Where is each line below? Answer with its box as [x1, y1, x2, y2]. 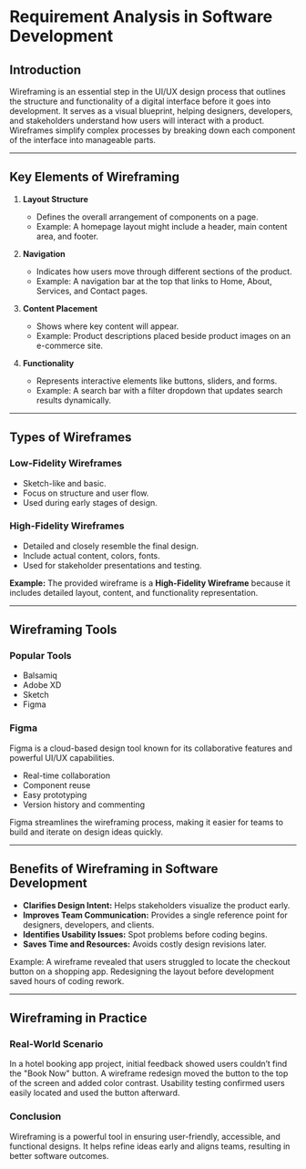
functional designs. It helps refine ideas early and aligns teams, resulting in [9, 1141, 291, 1152]
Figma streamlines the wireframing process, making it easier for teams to [9, 816, 284, 827]
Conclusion [9, 1110, 62, 1123]
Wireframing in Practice [9, 1010, 148, 1026]
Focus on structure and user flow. [22, 487, 149, 498]
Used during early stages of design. [22, 497, 158, 508]
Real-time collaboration [22, 770, 111, 781]
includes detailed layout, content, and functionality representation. [9, 587, 259, 598]
